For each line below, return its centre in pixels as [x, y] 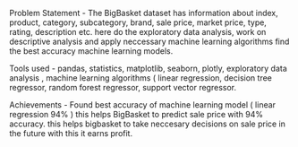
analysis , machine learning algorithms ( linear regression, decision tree [141, 78]
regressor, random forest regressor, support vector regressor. [123, 87]
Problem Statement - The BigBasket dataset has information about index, [144, 13]
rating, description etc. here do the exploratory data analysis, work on [138, 32]
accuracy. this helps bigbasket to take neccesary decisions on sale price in [148, 124]
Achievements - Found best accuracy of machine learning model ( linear [142, 105]
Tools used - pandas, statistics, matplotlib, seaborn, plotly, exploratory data [149, 68]
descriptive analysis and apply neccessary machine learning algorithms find [149, 41]
